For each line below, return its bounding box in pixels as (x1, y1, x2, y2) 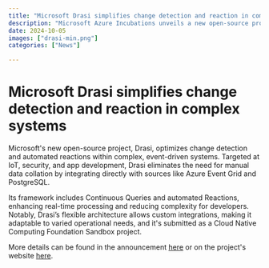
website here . (8, 251, 54, 261)
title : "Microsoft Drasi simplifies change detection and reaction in (8, 11, 249, 20)
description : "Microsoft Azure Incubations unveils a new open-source (8, 19, 249, 27)
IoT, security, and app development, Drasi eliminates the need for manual (8, 161, 250, 170)
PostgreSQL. (8, 178, 50, 187)
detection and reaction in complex (8, 100, 240, 118)
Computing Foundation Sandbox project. (8, 227, 143, 237)
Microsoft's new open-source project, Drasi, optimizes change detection (8, 143, 248, 153)
